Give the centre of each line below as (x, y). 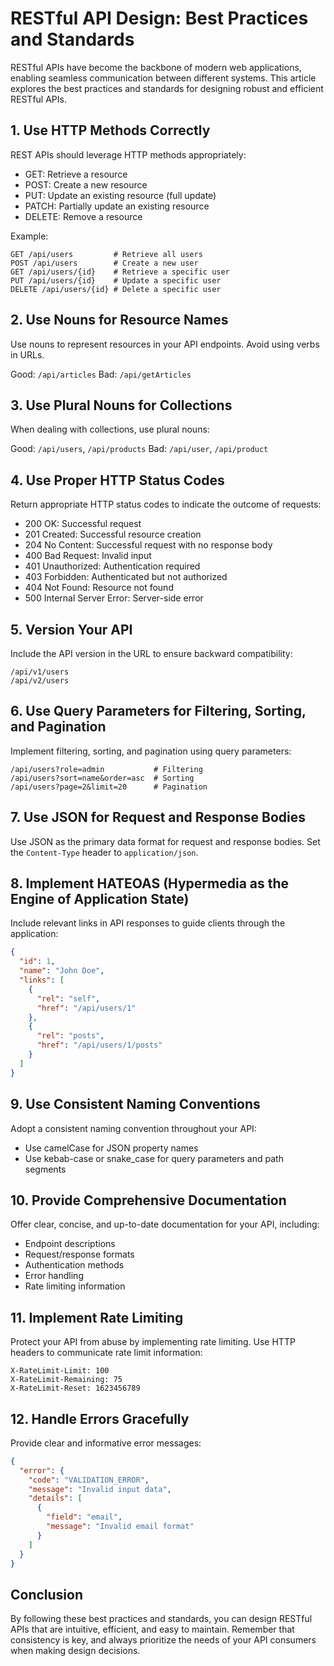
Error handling (54, 1276)
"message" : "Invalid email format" (120, 1527)
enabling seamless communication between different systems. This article (163, 78)
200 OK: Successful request (83, 524)
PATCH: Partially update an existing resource (117, 206)
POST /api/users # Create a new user (104, 263)
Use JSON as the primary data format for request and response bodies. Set (165, 841)
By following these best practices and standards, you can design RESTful (161, 1619)
